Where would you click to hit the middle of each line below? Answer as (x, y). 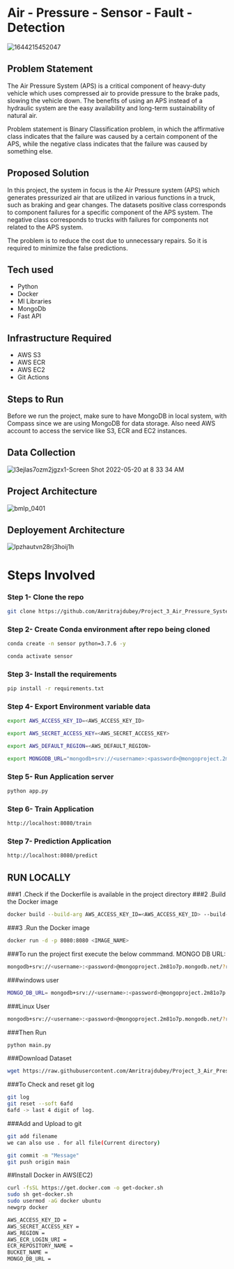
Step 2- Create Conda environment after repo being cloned (109, 629)
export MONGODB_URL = (37, 758)
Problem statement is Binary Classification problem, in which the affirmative (116, 129)
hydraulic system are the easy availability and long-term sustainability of (111, 108)
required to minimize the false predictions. (68, 248)
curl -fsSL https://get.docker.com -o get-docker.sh (85, 1188)
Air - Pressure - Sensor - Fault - (100, 13)
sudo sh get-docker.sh (40, 1194)
